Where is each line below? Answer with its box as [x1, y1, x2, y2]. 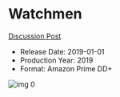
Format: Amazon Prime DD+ [19, 63, 113, 73]
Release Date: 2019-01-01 [19, 46, 106, 56]
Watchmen [8, 5, 82, 23]
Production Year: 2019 [19, 55, 94, 65]
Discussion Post [8, 31, 62, 41]
